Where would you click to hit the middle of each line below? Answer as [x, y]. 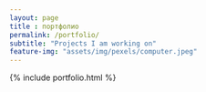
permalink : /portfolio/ [55, 35]
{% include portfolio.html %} [63, 77]
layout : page [34, 18]
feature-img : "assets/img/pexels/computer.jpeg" [103, 52]
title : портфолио [44, 26]
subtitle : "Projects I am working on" [83, 43]
